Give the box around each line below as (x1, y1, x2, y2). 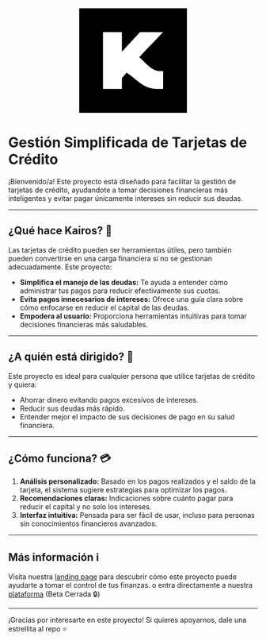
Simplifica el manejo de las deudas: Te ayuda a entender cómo (19, 277, 228, 287)
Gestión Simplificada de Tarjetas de (8, 133, 248, 152)
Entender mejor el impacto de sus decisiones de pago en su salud (19, 411, 235, 421)
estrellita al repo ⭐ (8, 624, 68, 634)
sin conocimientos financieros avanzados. (19, 519, 158, 528)
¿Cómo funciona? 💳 (8, 451, 112, 465)
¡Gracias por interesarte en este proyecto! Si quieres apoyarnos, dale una (8, 616, 247, 625)
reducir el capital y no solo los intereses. (19, 502, 152, 512)
